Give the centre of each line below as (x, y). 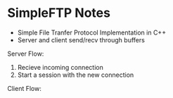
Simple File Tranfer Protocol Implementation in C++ (92, 32)
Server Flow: (26, 54)
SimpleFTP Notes (59, 13)
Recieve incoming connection (60, 67)
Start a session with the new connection (76, 75)
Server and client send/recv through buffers (81, 39)
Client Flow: (25, 88)
